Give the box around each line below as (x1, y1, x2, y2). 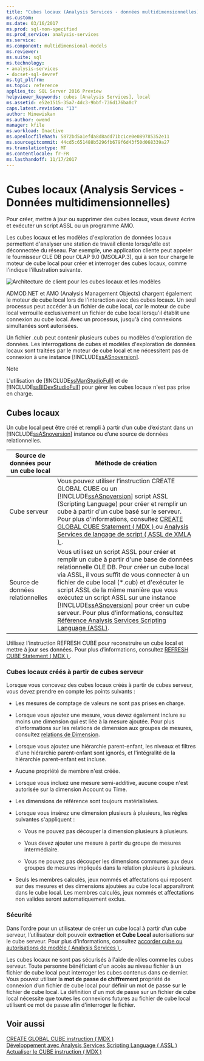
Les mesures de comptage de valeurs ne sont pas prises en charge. (15, 700, 186, 707)
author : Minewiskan (6, 111, 56, 117)
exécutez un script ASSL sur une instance (57, 594, 176, 602)
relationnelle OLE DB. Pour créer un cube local (57, 563, 189, 572)
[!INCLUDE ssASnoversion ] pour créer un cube (57, 601, 190, 609)
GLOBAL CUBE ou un (57, 484, 118, 493)
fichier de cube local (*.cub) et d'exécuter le (57, 578, 184, 587)
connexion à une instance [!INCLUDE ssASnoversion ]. (6, 353, 140, 361)
